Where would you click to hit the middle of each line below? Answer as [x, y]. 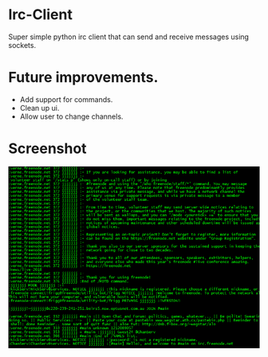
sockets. [22, 45]
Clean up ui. [39, 108]
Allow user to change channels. [71, 116]
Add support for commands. [66, 99]
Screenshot [47, 149]
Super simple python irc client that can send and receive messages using [129, 37]
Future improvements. [83, 78]
